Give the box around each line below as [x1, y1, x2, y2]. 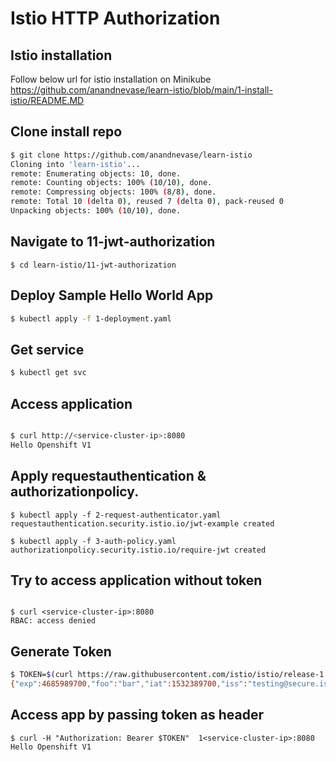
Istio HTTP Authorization [10, 7, 221, 30]
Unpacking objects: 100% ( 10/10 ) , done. [10, 206, 182, 216]
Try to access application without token [10, 572, 263, 589]
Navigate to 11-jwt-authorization [10, 233, 216, 251]
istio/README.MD [10, 95, 85, 106]
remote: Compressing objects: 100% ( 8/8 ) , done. [10, 187, 217, 197]
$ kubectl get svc [10, 368, 87, 378]
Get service [10, 341, 85, 358]
